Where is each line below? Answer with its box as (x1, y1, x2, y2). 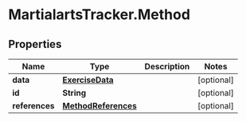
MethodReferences (62, 100, 137, 111)
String (62, 88, 87, 98)
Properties (8, 37, 62, 51)
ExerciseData (62, 74, 114, 85)
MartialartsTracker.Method (8, 6, 191, 24)
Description (144, 61, 190, 72)
